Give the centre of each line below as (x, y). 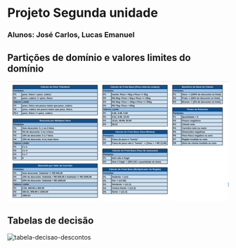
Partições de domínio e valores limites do (99, 57)
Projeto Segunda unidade (83, 13)
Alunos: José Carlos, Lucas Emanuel (71, 35)
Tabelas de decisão (51, 220)
